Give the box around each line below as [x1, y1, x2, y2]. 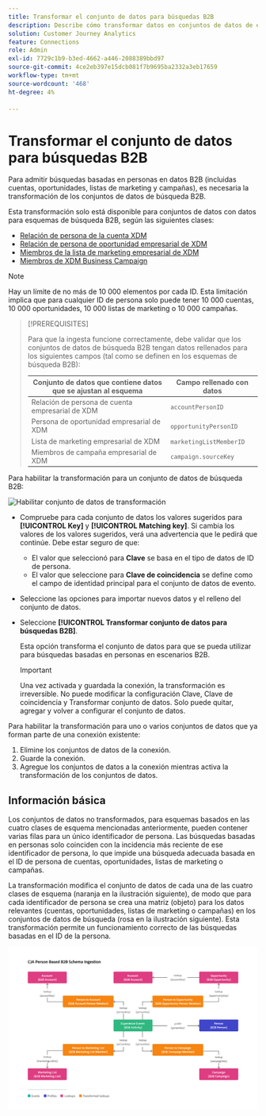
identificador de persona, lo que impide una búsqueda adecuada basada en [8, 849, 256, 858]
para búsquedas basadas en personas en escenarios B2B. [19, 650, 211, 660]
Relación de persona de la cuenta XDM [19, 231, 147, 241]
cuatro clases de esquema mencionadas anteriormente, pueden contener [8, 823, 248, 833]
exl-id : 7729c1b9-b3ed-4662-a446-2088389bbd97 [8, 55, 165, 63]
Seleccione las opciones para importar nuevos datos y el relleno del [19, 594, 241, 603]
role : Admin [8, 46, 47, 55]
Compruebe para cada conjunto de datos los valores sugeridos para [19, 513, 243, 522]
